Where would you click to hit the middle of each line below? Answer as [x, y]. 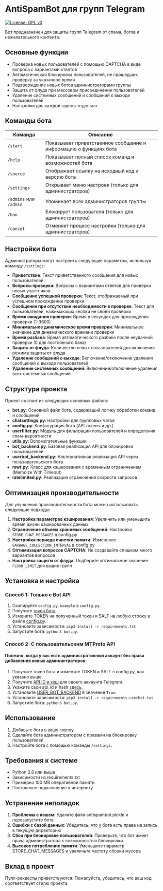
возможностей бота [69, 163]
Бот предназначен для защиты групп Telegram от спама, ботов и [72, 32]
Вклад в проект [30, 866]
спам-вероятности [32, 436]
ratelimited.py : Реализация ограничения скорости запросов [74, 477]
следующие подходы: [28, 510]
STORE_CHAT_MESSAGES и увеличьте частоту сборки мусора [76, 851]
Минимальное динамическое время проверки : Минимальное [78, 327]
